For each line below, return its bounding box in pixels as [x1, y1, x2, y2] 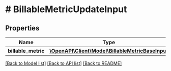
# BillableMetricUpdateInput [5, 4, 127, 15]
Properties [5, 24, 40, 32]
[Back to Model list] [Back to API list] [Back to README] [5, 60, 122, 66]
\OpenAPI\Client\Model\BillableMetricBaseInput [49, 47, 168, 54]
